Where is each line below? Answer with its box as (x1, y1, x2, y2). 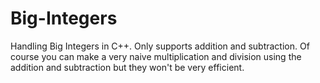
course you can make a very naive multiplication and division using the (10, 50, 302, 62)
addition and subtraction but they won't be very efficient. (10, 61, 245, 73)
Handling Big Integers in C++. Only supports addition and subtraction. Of (10, 40, 310, 52)
